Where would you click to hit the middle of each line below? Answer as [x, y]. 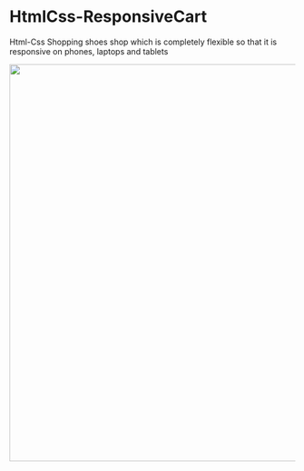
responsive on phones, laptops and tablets [89, 51]
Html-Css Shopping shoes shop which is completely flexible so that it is [143, 42]
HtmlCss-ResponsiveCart [108, 17]
